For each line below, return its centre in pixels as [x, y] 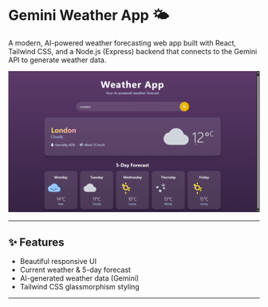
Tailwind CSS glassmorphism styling [79, 287]
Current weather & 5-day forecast [75, 270]
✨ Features [36, 242]
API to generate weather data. [57, 60]
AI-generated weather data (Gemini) [79, 278]
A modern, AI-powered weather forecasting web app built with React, [122, 43]
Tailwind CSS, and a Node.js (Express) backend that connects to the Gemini [133, 51]
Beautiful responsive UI [58, 262]
